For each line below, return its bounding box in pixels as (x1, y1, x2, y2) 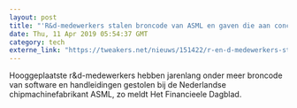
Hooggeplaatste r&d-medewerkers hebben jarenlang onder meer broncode (9, 70, 283, 81)
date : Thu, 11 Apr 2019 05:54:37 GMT (9, 29, 148, 38)
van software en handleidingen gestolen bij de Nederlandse (9, 80, 227, 90)
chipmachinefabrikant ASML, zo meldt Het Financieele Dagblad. (9, 89, 242, 100)
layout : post (9, 12, 57, 22)
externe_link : (9, 46, 62, 55)
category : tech (9, 37, 65, 47)
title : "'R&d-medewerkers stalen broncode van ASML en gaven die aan (9, 21, 271, 30)
